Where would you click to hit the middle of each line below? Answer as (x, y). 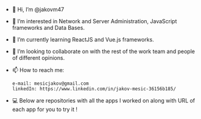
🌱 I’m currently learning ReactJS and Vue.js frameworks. (83, 39)
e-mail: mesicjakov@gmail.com (51, 84)
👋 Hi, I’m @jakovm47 (38, 9)
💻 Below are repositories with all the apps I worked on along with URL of (104, 100)
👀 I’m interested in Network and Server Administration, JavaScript (94, 21)
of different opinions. (38, 58)
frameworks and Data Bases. (48, 28)
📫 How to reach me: (38, 70)
